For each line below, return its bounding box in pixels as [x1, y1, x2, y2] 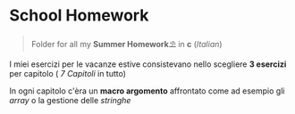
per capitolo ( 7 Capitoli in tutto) [9, 68, 127, 78]
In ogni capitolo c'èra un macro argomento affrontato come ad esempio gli [9, 85, 285, 96]
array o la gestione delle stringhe [9, 94, 131, 105]
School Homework [9, 5, 149, 26]
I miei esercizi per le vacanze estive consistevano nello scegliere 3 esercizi [9, 59, 287, 69]
